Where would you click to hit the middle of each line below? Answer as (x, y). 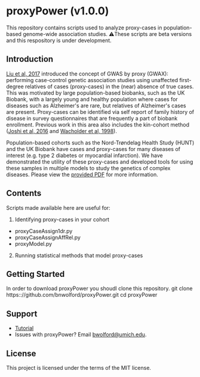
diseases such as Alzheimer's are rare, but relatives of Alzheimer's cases (96, 105)
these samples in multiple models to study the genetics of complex (88, 168)
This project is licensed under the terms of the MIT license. (79, 368)
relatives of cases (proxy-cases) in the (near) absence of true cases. (109, 86)
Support (22, 314)
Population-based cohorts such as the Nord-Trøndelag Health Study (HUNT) (100, 143)
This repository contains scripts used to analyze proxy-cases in (84, 28)
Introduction (30, 59)
